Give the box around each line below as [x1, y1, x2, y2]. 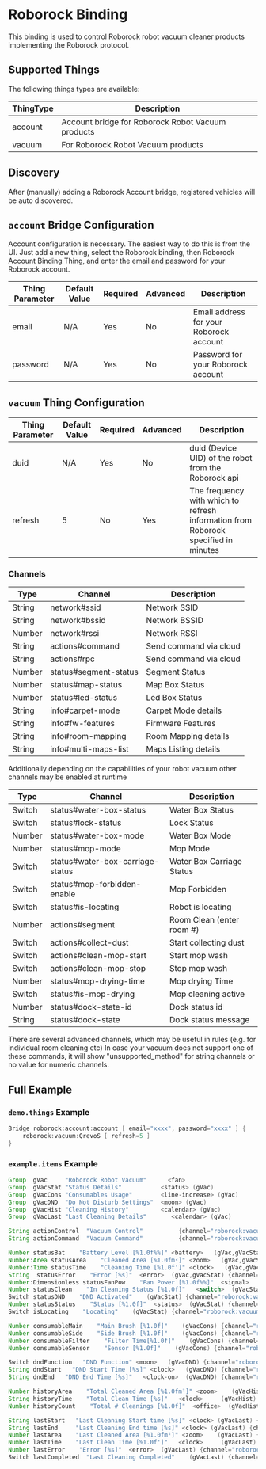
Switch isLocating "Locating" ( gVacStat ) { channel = [8, 1308, 203, 1316]
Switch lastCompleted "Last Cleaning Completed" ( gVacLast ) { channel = [8, 1453, 260, 1462]
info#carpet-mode [50, 705, 120, 716]
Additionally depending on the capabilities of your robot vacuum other [8, 764, 237, 774]
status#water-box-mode [50, 830, 145, 841]
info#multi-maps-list [50, 744, 129, 755]
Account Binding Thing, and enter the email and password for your [8, 256, 226, 266]
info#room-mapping [50, 731, 127, 742]
